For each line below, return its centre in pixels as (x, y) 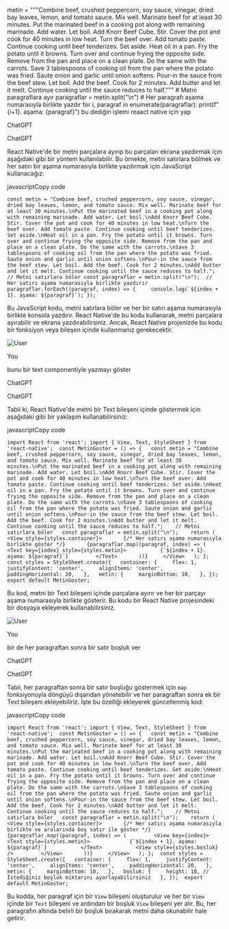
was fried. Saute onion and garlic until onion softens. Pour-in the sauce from (114, 75)
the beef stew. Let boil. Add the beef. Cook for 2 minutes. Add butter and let (114, 83)
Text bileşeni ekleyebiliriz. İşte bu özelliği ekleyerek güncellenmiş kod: (105, 702)
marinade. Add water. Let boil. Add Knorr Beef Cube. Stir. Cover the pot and (114, 32)
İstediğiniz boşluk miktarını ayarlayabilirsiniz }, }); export (105, 878)
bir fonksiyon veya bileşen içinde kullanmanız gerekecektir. (90, 330)
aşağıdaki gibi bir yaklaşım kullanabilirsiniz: (68, 417)
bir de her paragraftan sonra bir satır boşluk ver (74, 647)
